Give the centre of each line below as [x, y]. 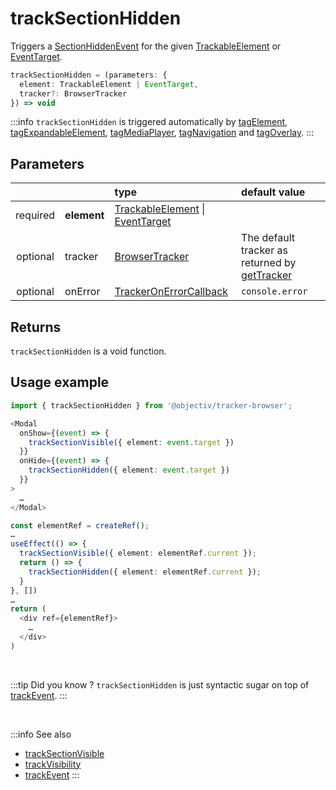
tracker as [264, 250]
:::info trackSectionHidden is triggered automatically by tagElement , [149, 122]
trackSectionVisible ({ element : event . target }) [131, 442]
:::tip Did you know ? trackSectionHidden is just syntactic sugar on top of [160, 684]
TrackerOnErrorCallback [171, 292]
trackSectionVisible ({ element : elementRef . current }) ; [138, 553]
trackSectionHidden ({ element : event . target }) [129, 470]
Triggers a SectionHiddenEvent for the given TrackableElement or [146, 46]
